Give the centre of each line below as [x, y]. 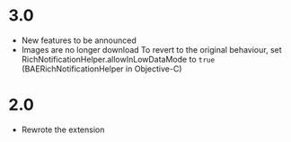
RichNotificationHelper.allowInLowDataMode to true [118, 59]
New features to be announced [79, 40]
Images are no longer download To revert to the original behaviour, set [151, 49]
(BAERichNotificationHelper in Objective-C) [101, 69]
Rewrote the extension [63, 129]
